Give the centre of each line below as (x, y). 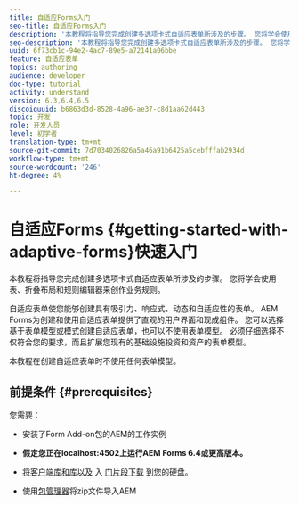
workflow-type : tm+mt (49, 158)
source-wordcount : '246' (55, 167)
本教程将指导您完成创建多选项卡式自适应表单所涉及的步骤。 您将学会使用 (143, 278)
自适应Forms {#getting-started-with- (149, 230)
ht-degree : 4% (36, 175)
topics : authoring (43, 68)
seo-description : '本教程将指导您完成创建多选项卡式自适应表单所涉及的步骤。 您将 (146, 42)
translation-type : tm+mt (55, 142)
